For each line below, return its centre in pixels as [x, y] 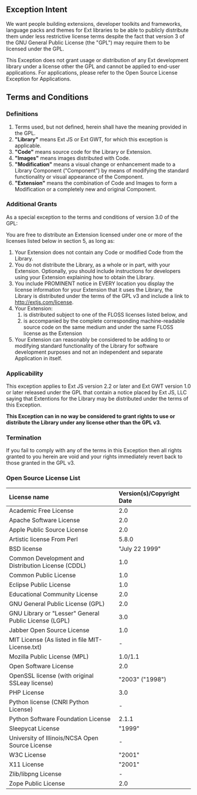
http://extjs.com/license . [44, 302]
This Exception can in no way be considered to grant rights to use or [91, 417]
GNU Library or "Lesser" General [54, 613]
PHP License [27, 692]
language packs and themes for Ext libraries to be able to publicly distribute [97, 30]
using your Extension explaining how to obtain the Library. [85, 277]
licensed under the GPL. [35, 49]
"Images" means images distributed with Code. [72, 158]
